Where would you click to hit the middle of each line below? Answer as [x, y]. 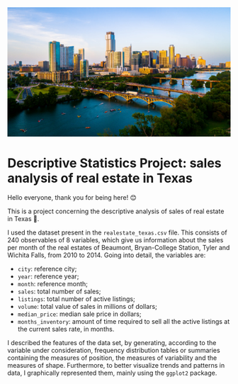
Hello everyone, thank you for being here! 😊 [72, 198]
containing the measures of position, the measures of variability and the [112, 358]
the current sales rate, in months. [66, 329]
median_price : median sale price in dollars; [79, 314]
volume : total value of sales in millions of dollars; [87, 307]
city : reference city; [47, 269]
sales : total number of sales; [59, 292]
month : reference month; [53, 284]
